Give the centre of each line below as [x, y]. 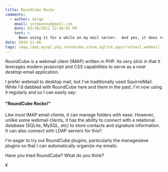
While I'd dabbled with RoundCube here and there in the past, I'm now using [84, 87]
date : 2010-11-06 [23, 42]
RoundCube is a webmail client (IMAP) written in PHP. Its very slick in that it [83, 61]
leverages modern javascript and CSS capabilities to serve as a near [75, 66]
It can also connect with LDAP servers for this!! [53, 130]
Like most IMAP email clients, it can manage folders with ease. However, [80, 114]
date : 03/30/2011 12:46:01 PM [46, 28]
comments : [15, 14]
